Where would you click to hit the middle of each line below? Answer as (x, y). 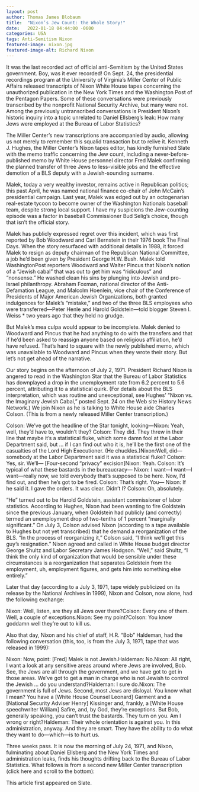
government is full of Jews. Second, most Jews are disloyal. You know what (99, 690)
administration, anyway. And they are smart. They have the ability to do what (99, 728)
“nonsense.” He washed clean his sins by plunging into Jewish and (88, 278)
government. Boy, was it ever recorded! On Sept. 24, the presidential (90, 73)
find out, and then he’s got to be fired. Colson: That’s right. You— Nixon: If (96, 482)
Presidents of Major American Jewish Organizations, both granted (87, 296)
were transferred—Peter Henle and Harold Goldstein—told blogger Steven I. (99, 309)
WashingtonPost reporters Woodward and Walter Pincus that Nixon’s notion (98, 265)
